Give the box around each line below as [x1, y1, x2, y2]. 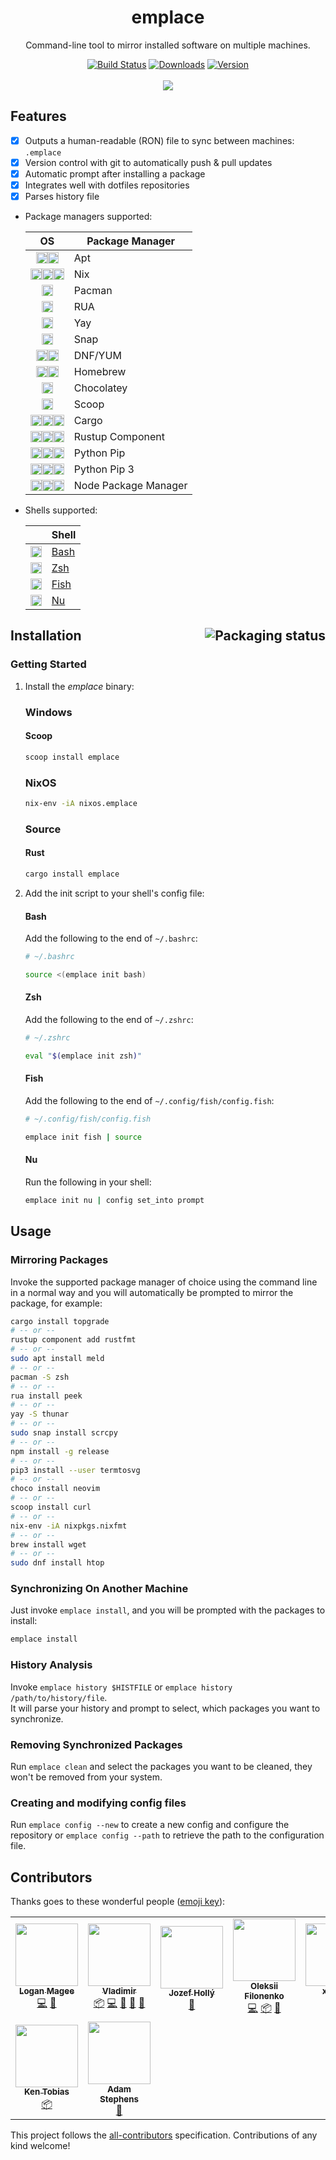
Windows [24, 705, 73, 719]
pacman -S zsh [10, 1372, 70, 1382]
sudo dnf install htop [10, 1558, 105, 1568]
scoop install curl [10, 1502, 92, 1513]
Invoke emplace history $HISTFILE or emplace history [10, 1681, 233, 1693]
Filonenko [244, 1991, 285, 2002]
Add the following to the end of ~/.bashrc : [24, 932, 198, 945]
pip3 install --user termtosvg [10, 1465, 141, 1475]
